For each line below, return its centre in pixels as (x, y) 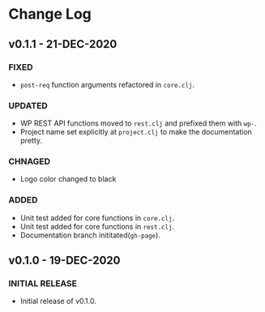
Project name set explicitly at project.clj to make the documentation (136, 132)
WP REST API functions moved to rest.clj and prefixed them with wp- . (138, 123)
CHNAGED (30, 161)
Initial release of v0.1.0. (58, 301)
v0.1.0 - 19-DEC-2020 (64, 261)
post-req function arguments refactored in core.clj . (107, 84)
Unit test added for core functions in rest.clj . (97, 226)
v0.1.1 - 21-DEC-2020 (63, 44)
